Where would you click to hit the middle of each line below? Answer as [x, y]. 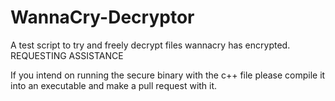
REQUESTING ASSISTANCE [67, 55]
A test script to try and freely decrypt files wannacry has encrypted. [150, 45]
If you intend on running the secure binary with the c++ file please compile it [168, 75]
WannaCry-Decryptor [102, 17]
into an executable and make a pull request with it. [114, 85]
